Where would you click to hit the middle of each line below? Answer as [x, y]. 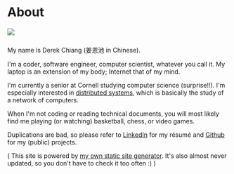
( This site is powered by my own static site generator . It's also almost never [117, 156]
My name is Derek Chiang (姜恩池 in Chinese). [74, 51]
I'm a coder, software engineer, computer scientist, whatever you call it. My [116, 65]
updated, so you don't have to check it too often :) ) [82, 163]
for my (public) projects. [42, 142]
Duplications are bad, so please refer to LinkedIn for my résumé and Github [116, 135]
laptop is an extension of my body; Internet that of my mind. [94, 72]
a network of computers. [43, 100]
